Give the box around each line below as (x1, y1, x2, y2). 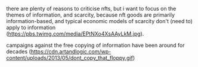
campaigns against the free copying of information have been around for (6, 42, 185, 49)
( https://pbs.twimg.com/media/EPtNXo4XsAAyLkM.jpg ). (6, 30, 144, 37)
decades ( (6, 48, 31, 55)
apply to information (6, 24, 56, 31)
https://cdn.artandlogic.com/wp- (30, 48, 112, 55)
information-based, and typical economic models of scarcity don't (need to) (6, 18, 193, 24)
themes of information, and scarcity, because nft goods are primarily (6, 11, 175, 18)
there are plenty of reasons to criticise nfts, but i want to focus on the (6, 5, 177, 12)
